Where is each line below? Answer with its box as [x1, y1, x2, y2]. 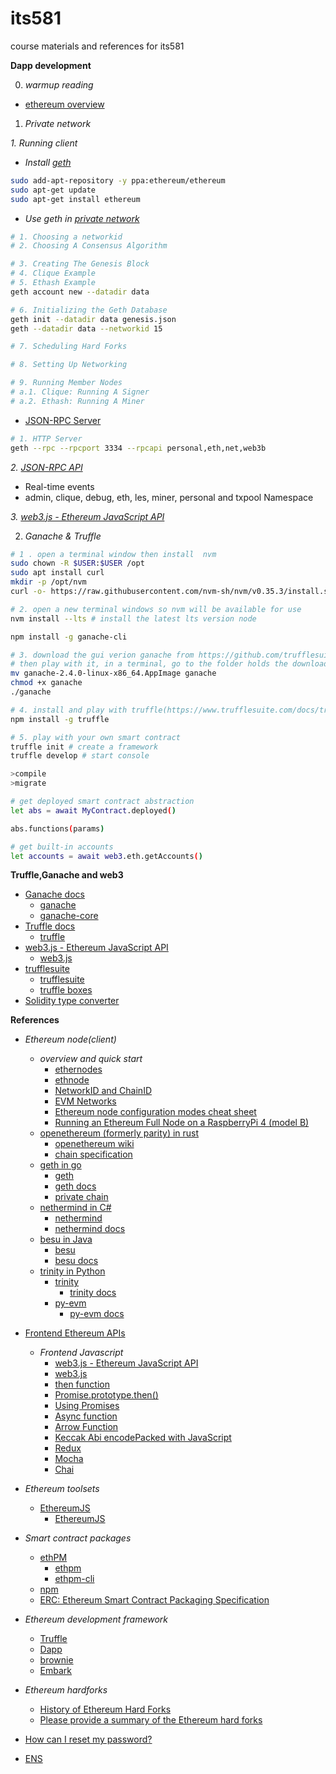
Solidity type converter [24, 995, 120, 1007]
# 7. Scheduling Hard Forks [10, 342, 128, 352]
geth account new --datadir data [10, 287, 150, 297]
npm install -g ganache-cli [10, 632, 128, 642]
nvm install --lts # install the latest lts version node [10, 613, 257, 624]
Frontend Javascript [39, 1347, 124, 1359]
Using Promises [54, 1400, 120, 1412]
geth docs [54, 1180, 97, 1192]
